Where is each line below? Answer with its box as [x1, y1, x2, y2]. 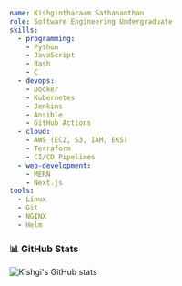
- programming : [17, 34, 76, 43]
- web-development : [17, 160, 92, 170]
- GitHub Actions [25, 118, 92, 128]
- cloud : [17, 128, 51, 137]
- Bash [25, 59, 51, 68]
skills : [9, 26, 39, 35]
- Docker [25, 85, 59, 94]
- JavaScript [25, 51, 76, 60]
